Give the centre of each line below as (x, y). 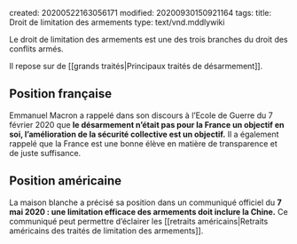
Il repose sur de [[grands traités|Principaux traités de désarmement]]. (136, 66)
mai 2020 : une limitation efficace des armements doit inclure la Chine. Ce (148, 211)
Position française (61, 94)
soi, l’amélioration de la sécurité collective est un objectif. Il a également (144, 134)
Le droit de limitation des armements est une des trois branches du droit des (148, 39)
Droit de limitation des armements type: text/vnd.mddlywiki (117, 22)
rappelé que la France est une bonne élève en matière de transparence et (143, 143)
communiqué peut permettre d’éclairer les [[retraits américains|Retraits (139, 221)
